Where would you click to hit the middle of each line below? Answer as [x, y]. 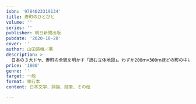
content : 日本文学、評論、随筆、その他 [48, 87]
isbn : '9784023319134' [34, 11]
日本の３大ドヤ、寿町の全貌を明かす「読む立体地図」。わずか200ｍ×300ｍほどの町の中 [99, 60]
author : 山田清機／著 [30, 49]
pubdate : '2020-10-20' [34, 38]
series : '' [19, 28]
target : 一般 [21, 76]
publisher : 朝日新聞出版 [34, 33]
